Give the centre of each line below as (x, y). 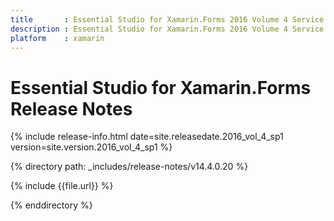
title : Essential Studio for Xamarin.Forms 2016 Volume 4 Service (167, 19)
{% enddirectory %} (51, 205)
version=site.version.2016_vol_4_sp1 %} (91, 147)
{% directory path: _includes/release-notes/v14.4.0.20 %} (129, 167)
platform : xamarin (57, 38)
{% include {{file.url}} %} (62, 186)
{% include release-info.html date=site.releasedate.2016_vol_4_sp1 (147, 137)
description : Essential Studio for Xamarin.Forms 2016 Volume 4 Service (167, 29)
